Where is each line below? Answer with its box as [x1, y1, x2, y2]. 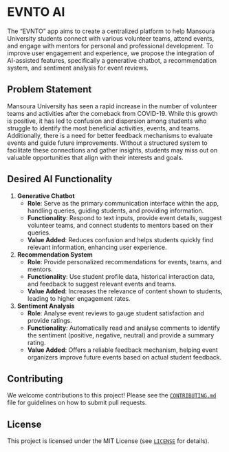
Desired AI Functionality [7, 173, 113, 185]
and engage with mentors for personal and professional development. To [7, 41, 214, 50]
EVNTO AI [7, 4, 65, 20]
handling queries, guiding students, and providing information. [27, 206, 204, 215]
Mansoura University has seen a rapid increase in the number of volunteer [7, 101, 218, 110]
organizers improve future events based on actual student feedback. [27, 353, 222, 361]
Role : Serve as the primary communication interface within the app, [27, 199, 219, 207]
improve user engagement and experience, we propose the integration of [7, 49, 215, 57]
